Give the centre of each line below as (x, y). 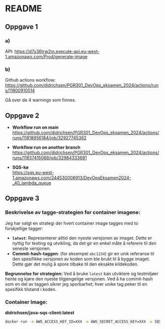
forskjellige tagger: (24, 228)
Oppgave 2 (22, 115)
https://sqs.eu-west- (33, 172)
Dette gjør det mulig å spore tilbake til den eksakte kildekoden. (75, 264)
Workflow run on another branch (46, 147)
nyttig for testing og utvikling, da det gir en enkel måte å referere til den (84, 243)
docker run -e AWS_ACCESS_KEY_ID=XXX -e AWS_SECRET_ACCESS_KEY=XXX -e (79, 322)
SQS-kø (20, 167)
